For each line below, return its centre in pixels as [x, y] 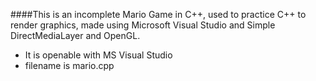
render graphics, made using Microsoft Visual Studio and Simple [143, 25]
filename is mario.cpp [69, 65]
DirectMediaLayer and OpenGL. [75, 35]
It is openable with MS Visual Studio [98, 55]
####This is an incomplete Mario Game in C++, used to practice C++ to [158, 14]
